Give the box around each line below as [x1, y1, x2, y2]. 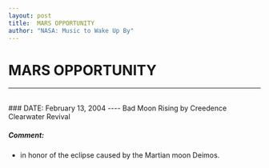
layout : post [8, 11, 52, 20]
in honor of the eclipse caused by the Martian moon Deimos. [19, 150, 220, 160]
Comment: [8, 130, 45, 140]
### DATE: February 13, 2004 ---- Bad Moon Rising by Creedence [8, 103, 227, 113]
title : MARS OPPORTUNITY [8, 19, 94, 27]
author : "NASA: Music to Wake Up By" [8, 26, 134, 34]
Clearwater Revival [8, 112, 70, 122]
